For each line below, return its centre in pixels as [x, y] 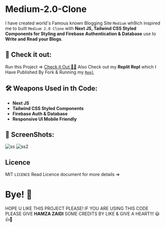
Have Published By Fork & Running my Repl [50, 72]
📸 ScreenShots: [30, 134]
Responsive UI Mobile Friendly [45, 119]
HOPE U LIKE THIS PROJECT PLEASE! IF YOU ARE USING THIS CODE [77, 208]
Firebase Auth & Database [40, 113]
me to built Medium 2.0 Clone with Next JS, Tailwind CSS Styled [71, 28]
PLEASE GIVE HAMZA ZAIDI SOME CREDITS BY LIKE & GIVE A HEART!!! [80, 214]
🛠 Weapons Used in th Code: [51, 88]
